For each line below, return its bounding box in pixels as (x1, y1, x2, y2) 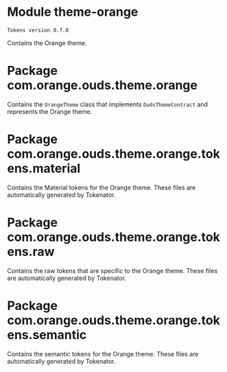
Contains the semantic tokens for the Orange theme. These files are (7, 349, 199, 358)
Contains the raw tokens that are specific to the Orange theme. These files (7, 266, 218, 275)
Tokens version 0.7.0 (7, 27, 69, 34)
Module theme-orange (7, 4, 139, 20)
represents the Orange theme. (7, 107, 93, 115)
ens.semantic (7, 327, 87, 342)
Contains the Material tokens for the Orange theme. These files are (7, 183, 196, 191)
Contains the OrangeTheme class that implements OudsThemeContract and (7, 100, 208, 108)
